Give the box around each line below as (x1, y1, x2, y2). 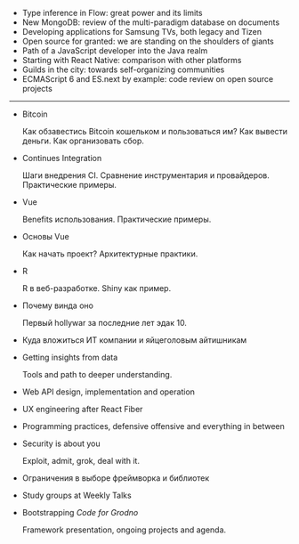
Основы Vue (21, 231, 69, 241)
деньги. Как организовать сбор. (21, 135, 145, 146)
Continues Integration (21, 153, 102, 163)
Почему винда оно (21, 300, 93, 311)
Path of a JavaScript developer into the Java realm (21, 45, 208, 56)
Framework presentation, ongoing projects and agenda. (21, 524, 227, 535)
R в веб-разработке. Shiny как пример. (21, 283, 172, 293)
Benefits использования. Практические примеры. (21, 214, 212, 224)
